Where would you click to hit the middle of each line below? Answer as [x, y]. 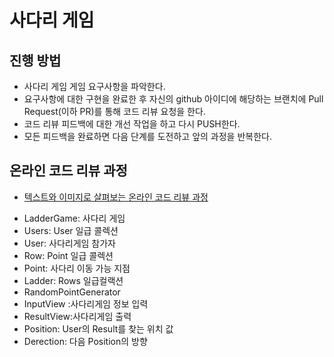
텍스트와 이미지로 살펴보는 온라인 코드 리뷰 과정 [116, 197]
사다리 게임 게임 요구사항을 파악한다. [94, 86]
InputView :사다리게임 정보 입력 [86, 303]
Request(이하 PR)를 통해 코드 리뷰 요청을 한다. [114, 111]
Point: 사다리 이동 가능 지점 [77, 268]
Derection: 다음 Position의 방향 [85, 341]
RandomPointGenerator [72, 292]
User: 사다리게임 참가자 [69, 243]
